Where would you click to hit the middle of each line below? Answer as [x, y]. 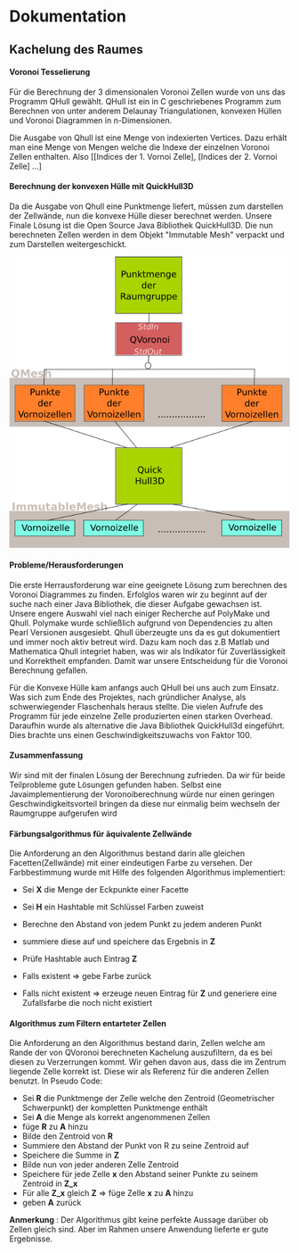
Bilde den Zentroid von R [67, 1136]
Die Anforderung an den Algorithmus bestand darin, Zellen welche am [137, 1043]
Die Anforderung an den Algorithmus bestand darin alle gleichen [127, 853]
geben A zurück [52, 1203]
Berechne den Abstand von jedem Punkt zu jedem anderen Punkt [142, 925]
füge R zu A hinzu [55, 1127]
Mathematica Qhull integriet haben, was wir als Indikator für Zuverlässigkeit [148, 651]
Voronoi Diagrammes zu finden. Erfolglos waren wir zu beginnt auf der [138, 594]
